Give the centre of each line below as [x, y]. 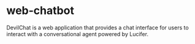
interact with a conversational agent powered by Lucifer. [78, 34]
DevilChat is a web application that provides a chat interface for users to [97, 28]
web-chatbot [40, 11]
